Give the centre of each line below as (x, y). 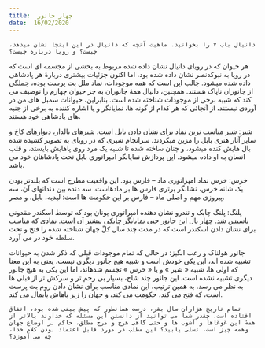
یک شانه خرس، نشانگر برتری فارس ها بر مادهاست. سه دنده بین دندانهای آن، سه (126, 188)
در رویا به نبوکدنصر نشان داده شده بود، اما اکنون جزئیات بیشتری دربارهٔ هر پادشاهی (130, 74)
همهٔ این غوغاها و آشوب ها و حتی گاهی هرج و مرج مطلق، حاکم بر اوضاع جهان (132, 322)
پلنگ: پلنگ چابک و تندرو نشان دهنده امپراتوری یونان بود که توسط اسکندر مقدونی (125, 212)
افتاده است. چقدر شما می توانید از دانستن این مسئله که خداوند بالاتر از (131, 316)
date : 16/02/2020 (39, 23)
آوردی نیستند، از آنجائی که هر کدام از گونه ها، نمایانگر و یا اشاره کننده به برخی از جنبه (132, 108)
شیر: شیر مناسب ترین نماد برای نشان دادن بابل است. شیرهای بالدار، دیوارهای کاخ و (131, 131)
